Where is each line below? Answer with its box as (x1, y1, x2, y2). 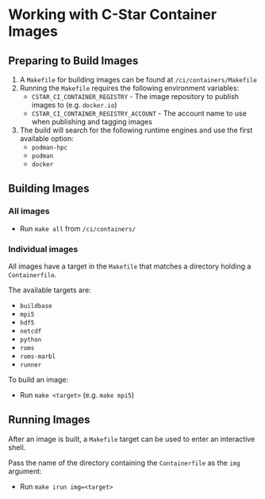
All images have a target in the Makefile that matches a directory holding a (8, 261, 252, 271)
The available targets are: (8, 285, 91, 295)
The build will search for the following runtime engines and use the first (19, 125, 253, 135)
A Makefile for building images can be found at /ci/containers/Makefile (19, 75, 258, 84)
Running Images (8, 413, 90, 427)
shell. (8, 442, 26, 452)
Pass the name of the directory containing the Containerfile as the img (8, 458, 240, 467)
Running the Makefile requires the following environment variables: (19, 83, 240, 93)
